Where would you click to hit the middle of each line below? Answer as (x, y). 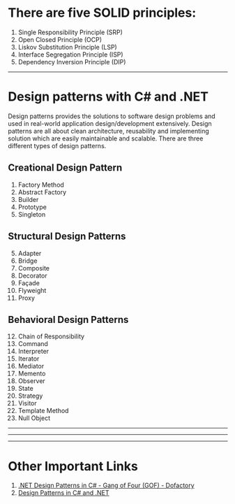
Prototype (32, 207)
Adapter (30, 253)
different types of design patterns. (57, 145)
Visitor (27, 403)
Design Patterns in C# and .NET (64, 493)
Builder (28, 199)
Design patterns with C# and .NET (108, 97)
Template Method (43, 411)
